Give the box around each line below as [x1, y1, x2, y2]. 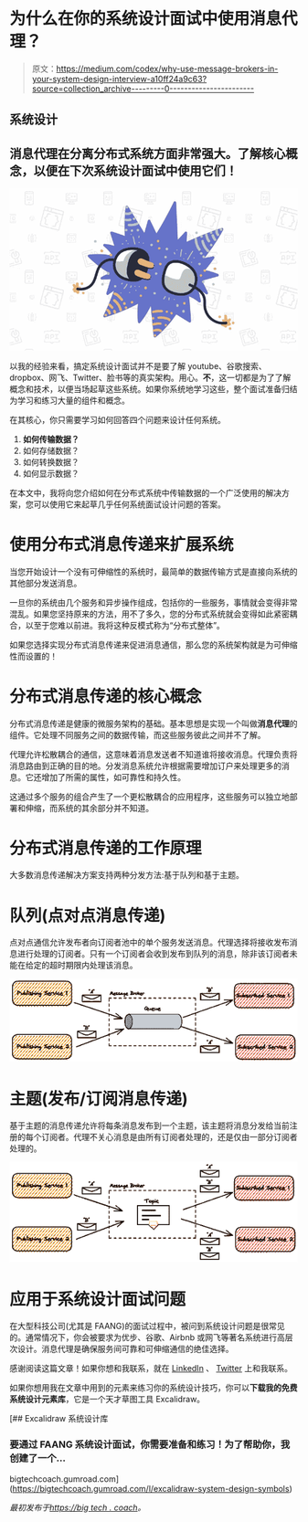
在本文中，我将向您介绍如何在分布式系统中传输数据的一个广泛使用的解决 [9, 487, 281, 498]
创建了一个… [9, 1452, 67, 1464]
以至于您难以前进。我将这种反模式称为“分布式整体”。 [25, 619, 226, 630]
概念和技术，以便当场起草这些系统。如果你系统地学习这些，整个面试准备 [9, 383, 281, 394]
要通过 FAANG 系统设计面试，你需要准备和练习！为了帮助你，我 [9, 1438, 291, 1451]
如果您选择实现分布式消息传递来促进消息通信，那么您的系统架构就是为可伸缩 [9, 639, 298, 650]
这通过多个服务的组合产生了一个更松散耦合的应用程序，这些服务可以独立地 [9, 791, 290, 802]
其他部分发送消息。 [9, 577, 82, 588]
